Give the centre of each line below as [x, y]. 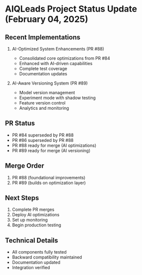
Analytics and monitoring [44, 108]
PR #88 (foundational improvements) [49, 177]
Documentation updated [36, 262]
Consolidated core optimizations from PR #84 [64, 58]
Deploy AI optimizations [35, 215]
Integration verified [31, 268]
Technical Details [32, 240]
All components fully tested [39, 252]
